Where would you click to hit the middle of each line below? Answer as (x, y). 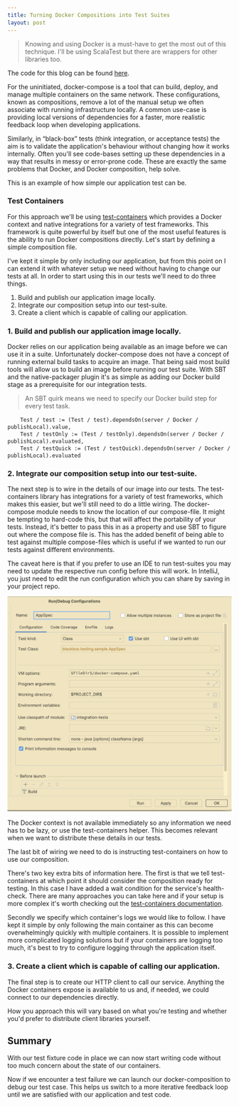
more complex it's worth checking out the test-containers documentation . (116, 904)
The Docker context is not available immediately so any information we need (119, 823)
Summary (30, 1041)
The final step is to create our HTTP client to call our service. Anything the (116, 982)
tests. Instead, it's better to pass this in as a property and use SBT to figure (117, 527)
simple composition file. (42, 247)
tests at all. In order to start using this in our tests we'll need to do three (112, 276)
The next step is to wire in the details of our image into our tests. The (108, 489)
